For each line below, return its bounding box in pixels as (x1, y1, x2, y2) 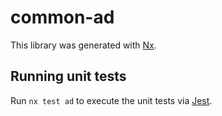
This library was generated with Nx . (10, 39, 157, 51)
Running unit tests (10, 68, 127, 85)
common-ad (10, 6, 115, 29)
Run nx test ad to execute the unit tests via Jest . (10, 94, 213, 106)
